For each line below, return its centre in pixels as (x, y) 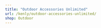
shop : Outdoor (19, 18)
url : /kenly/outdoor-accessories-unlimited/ (51, 14)
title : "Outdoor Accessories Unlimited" (47, 9)
